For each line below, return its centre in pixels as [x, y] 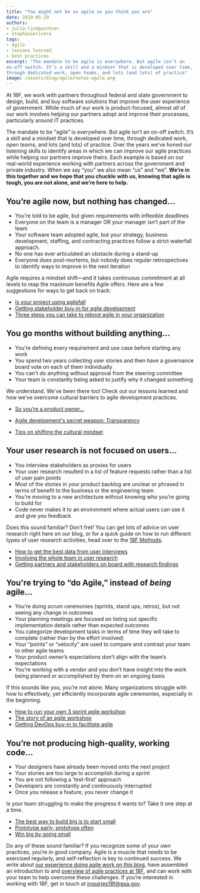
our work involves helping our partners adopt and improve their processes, [98, 114]
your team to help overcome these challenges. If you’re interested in [90, 878]
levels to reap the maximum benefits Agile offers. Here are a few [85, 284]
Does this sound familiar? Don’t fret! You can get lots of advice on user [93, 527]
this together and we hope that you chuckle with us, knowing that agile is [98, 176]
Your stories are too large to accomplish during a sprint [82, 773]
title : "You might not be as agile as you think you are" [79, 12]
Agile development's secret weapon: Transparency [77, 420]
